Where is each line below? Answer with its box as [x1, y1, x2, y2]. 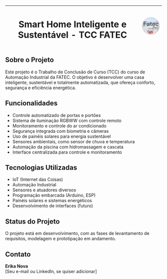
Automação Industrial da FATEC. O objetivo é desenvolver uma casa [5, 74, 145, 80]
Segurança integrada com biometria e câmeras [12, 128, 109, 134]
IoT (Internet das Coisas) [12, 176, 63, 182]
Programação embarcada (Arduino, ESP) [12, 192, 96, 198]
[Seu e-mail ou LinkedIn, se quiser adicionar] [5, 269, 97, 274]
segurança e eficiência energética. [5, 85, 76, 91]
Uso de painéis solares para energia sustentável [12, 133, 111, 139]
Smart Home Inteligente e [18, 18, 127, 30]
